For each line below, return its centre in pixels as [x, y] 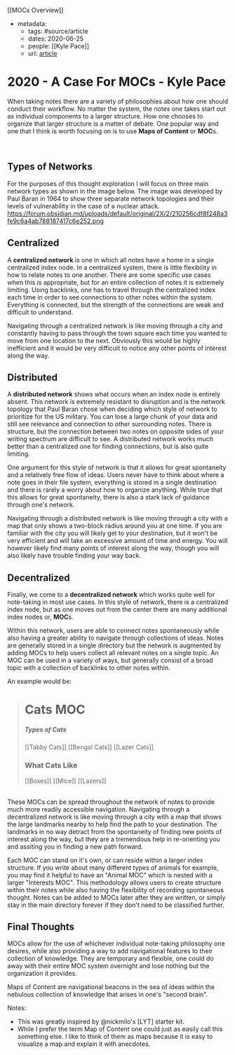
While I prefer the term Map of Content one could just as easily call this [120, 1029]
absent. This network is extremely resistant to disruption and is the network [116, 402]
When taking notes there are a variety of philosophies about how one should [118, 101]
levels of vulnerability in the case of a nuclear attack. [83, 206]
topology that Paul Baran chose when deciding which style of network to [112, 409]
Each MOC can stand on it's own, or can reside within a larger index [105, 860]
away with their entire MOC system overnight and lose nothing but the [108, 966]
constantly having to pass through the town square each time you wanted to [117, 333]
